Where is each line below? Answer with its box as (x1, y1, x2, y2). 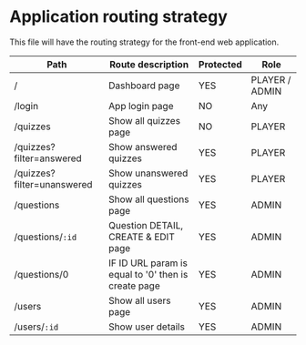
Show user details (108, 320, 185, 333)
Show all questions (108, 193, 189, 206)
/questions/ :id (14, 230, 77, 243)
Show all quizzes (108, 114, 180, 127)
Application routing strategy (9, 6, 228, 27)
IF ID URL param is (108, 257, 189, 269)
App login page (108, 99, 174, 112)
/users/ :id (14, 320, 59, 333)
